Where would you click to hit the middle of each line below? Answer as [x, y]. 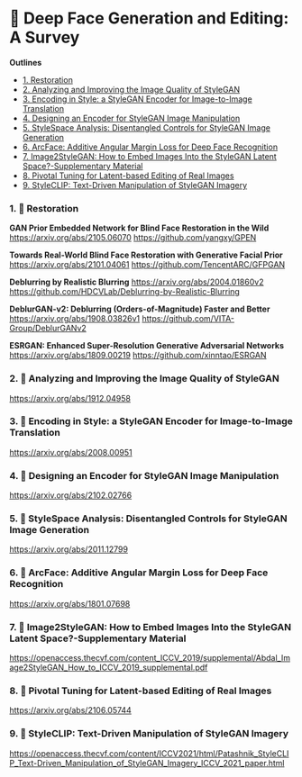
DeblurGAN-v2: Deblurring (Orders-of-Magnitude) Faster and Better [140, 309]
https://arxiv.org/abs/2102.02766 [71, 495]
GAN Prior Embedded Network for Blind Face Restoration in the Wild [139, 228]
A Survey [45, 37]
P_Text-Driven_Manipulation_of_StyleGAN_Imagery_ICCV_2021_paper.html [147, 763]
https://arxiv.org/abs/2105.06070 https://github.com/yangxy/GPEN [133, 238]
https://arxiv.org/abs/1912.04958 [70, 398]
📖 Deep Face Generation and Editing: [149, 18]
